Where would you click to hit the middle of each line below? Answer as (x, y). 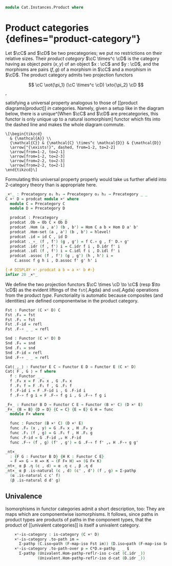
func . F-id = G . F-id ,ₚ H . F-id (46, 438)
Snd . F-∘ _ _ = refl (27, 357)
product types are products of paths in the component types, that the (79, 519)
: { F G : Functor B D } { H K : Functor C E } (57, 456)
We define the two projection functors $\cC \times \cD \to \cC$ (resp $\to (83, 284)
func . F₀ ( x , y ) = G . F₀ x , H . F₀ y (51, 428)
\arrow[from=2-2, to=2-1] (38, 165)
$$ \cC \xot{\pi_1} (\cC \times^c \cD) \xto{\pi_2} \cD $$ (86, 85)
